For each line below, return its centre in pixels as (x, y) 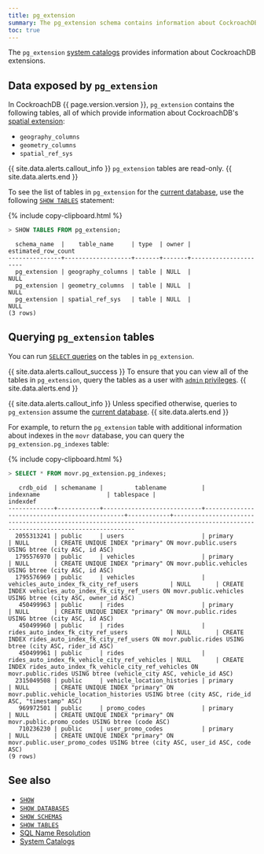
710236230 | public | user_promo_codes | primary (126, 729)
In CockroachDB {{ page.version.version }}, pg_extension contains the (121, 105)
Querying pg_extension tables (81, 337)
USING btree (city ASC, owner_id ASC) (71, 598)
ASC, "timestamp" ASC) (45, 701)
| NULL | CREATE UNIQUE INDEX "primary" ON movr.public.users (123, 543)
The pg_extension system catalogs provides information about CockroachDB (132, 53)
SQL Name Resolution (55, 833)
